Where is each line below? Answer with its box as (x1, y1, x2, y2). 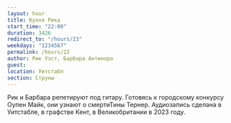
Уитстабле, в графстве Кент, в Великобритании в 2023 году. (7, 108, 186, 116)
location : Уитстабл (7, 68, 64, 75)
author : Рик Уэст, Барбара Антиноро (7, 55, 113, 62)
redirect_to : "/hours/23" (7, 36, 82, 43)
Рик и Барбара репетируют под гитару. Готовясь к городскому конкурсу (7, 93, 224, 102)
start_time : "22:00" (7, 23, 67, 30)
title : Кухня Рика (7, 17, 61, 23)
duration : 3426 (7, 29, 51, 37)
